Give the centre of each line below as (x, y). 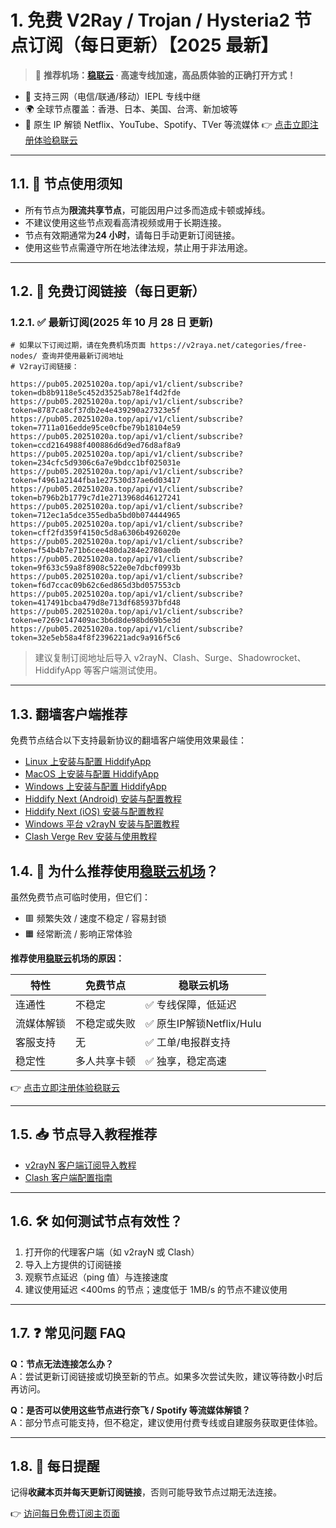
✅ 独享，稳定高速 (186, 1061)
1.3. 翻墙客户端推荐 (69, 714)
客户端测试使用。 (127, 670)
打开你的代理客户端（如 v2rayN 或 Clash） (112, 1252)
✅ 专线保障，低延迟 (191, 1005)
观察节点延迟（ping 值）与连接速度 (96, 1277)
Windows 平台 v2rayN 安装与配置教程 (102, 824)
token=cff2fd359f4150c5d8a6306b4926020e (96, 533)
